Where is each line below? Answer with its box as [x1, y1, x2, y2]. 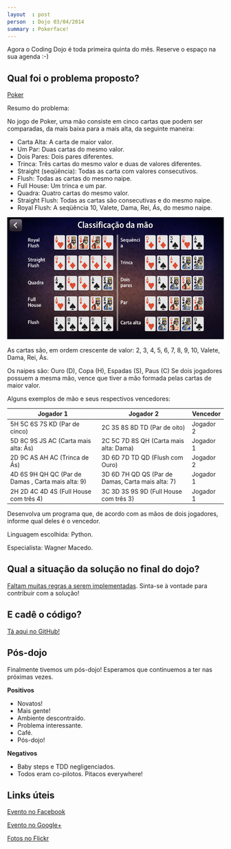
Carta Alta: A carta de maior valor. [16, 138, 113, 146]
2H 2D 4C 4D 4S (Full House [10, 487, 91, 495]
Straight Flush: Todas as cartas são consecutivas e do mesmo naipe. [16, 196, 212, 205]
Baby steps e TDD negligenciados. [16, 762, 115, 771]
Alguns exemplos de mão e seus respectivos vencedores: [7, 394, 170, 403]
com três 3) [101, 495, 135, 503]
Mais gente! [16, 706, 51, 714]
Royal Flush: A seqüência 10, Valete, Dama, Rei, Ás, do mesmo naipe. [16, 203, 212, 212]
